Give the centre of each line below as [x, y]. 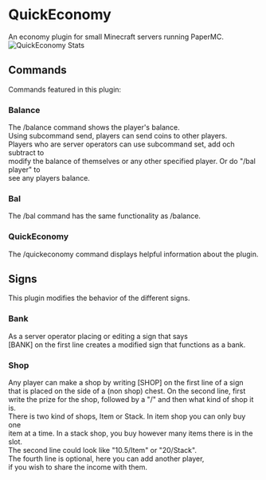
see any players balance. [49, 178]
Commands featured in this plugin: [65, 89]
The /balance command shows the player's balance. [94, 127]
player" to [24, 170]
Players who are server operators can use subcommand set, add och [121, 144]
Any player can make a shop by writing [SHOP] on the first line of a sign [126, 383]
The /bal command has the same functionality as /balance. [105, 216]
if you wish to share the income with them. [78, 467]
